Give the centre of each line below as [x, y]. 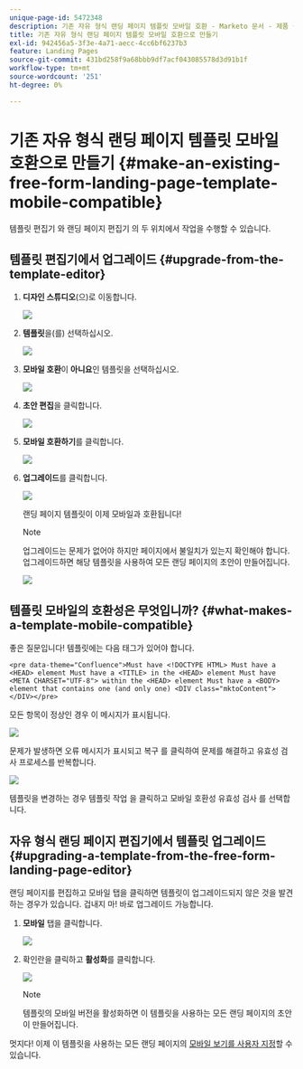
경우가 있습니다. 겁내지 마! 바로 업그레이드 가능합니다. [119, 904]
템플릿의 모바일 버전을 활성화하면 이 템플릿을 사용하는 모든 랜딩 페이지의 [149, 1013]
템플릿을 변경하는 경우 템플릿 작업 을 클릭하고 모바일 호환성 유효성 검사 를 [138, 799]
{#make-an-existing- [200, 163]
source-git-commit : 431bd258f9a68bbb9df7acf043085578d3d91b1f [129, 60]
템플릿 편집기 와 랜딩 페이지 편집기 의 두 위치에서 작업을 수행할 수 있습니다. [140, 228]
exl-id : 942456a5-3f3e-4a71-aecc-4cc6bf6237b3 [98, 43]
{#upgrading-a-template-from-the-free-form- [142, 856]
